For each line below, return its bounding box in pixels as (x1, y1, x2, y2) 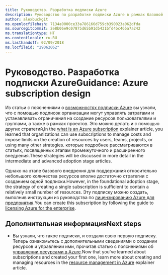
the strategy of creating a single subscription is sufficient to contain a (5, 184, 149, 190)
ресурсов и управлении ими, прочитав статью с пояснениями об (12, 243, 154, 249)
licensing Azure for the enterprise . (5, 205, 76, 211)
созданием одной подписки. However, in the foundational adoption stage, (5, 178, 159, 184)
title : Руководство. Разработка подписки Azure (5, 7, 107, 13)
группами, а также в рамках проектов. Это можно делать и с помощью (5, 120, 160, 126)
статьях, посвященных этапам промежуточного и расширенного (5, 147, 145, 153)
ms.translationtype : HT (5, 31, 55, 36)
